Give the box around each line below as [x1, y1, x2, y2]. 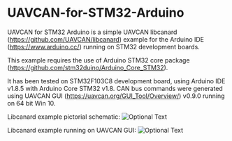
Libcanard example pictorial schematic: [7, 113, 120, 121]
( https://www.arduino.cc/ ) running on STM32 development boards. [7, 42, 201, 51]
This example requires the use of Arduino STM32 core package [7, 56, 190, 64]
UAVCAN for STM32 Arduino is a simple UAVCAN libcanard [7, 28, 177, 36]
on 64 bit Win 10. [7, 99, 56, 107]
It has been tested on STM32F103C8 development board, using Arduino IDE [7, 76, 226, 85]
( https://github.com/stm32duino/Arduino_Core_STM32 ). [7, 63, 168, 72]
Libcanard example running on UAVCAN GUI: [7, 126, 136, 134]
